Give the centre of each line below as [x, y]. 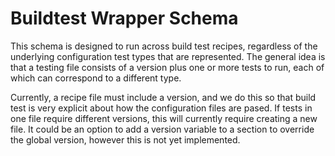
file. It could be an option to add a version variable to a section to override [162, 129]
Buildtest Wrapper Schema [124, 18]
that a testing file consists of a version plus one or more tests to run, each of [167, 67]
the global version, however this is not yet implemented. [125, 139]
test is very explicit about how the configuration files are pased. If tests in [161, 108]
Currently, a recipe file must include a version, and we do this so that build [163, 97]
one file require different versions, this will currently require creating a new [164, 118]
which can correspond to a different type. [96, 78]
